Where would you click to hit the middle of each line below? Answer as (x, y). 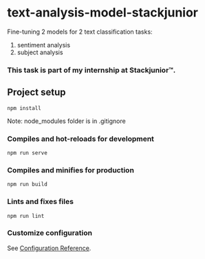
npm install (24, 108)
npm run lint (26, 216)
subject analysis (40, 52)
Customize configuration (50, 233)
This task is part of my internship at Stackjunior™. (91, 70)
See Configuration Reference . (49, 248)
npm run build (28, 184)
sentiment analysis (44, 45)
